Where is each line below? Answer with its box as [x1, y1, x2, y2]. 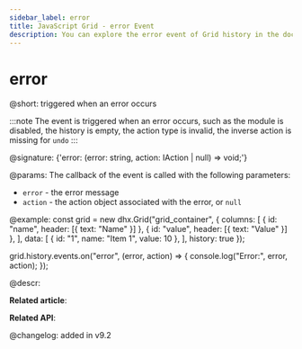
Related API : [9, 312, 57, 324]
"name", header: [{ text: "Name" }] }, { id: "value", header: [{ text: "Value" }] [9, 224, 288, 235]
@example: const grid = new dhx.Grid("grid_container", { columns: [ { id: [9, 214, 278, 225]
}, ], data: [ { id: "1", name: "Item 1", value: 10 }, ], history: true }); [9, 233, 245, 244]
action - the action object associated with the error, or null [22, 197, 243, 208]
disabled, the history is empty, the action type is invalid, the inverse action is [9, 125, 292, 136]
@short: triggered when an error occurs [9, 98, 157, 109]
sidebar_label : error [9, 13, 91, 22]
